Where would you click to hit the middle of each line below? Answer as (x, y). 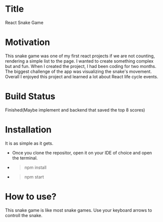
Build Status (30, 97)
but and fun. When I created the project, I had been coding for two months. (81, 66)
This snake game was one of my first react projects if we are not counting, (80, 56)
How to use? (31, 196)
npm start (34, 177)
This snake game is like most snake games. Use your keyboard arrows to (79, 210)
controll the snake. (24, 215)
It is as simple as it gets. (29, 143)
